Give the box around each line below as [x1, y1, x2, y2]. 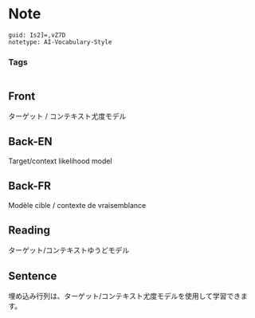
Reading [8, 224, 50, 238]
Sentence [8, 269, 57, 283]
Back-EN [8, 135, 53, 148]
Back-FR [8, 179, 52, 193]
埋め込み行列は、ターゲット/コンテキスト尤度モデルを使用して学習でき [8, 292, 241, 301]
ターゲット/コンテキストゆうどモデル [8, 245, 130, 255]
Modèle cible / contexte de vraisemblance [8, 200, 147, 210]
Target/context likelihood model [8, 156, 113, 166]
